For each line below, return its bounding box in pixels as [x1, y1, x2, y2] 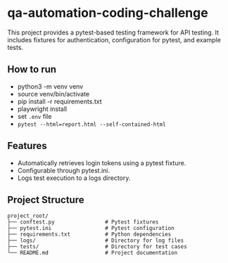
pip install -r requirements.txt [17, 97, 102, 105]
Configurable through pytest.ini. [17, 166, 110, 174]
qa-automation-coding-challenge [7, 5, 209, 21]
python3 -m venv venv [17, 82, 84, 91]
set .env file [17, 112, 52, 120]
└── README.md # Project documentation [7, 250, 178, 257]
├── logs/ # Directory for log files [7, 237, 184, 244]
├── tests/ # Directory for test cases [7, 243, 188, 250]
